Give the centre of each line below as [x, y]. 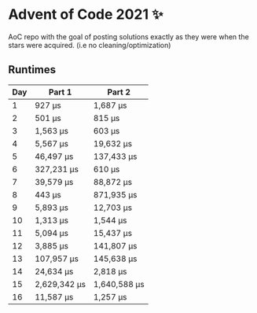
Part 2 [119, 92]
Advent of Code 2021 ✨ [86, 15]
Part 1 [60, 92]
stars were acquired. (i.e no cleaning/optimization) [90, 45]
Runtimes [32, 70]
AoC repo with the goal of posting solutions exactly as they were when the [128, 36]
